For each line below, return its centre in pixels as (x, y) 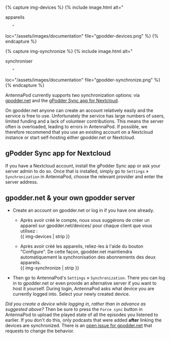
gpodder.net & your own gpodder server (70, 198)
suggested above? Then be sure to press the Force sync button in (74, 309)
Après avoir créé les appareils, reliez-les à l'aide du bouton (82, 246)
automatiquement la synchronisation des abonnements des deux (88, 257)
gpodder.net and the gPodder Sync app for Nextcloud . (62, 101)
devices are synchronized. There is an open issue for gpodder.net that (79, 325)
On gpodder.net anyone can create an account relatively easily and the (79, 110)
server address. (22, 182)
